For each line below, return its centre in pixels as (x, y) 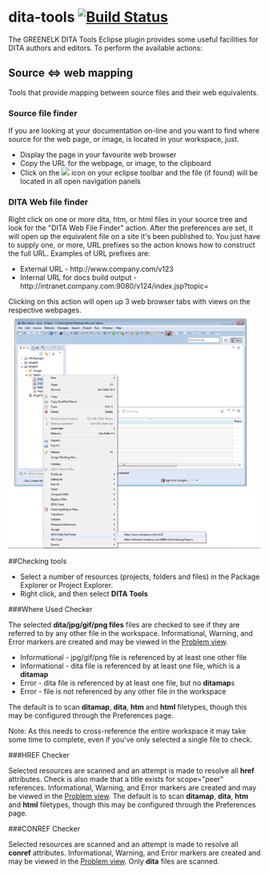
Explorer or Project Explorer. (66, 585)
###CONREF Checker (44, 829)
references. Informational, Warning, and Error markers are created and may (132, 788)
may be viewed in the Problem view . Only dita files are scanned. (114, 861)
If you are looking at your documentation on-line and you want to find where (134, 131)
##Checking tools (38, 561)
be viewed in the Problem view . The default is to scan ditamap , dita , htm (128, 796)
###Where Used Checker (50, 609)
